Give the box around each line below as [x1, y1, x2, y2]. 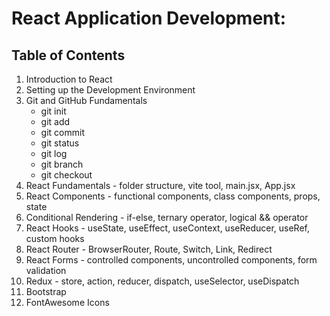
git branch [40, 158, 84, 170]
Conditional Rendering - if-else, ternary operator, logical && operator [25, 212, 309, 223]
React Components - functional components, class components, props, [25, 190, 321, 202]
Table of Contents [11, 47, 126, 64]
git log [40, 148, 68, 159]
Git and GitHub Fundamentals [25, 95, 148, 106]
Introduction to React [25, 73, 113, 85]
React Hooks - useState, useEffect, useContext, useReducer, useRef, [25, 222, 310, 234]
